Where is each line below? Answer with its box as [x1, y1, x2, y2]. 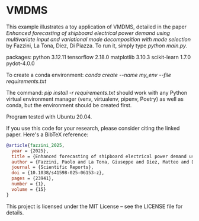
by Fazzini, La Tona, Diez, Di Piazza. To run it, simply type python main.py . [6, 42, 188, 49]
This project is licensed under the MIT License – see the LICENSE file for [6, 203, 183, 210]
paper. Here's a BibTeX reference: [6, 131, 89, 138]
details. [6, 209, 24, 216]
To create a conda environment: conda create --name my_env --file [6, 71, 172, 78]
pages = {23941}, [11, 175, 54, 181]
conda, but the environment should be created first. [6, 101, 132, 108]
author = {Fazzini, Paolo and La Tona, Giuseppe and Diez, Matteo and [11, 159, 190, 165]
